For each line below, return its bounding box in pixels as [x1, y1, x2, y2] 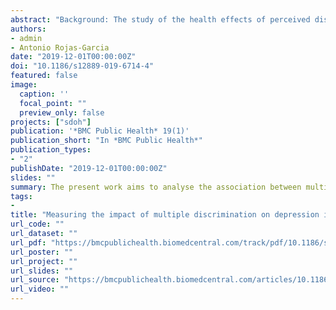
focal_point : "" [19, 98, 87, 108]
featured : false [10, 71, 78, 81]
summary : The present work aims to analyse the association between [10, 182, 302, 192]
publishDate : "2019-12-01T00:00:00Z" [10, 163, 168, 173]
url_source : [10, 275, 60, 285]
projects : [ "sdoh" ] [10, 117, 92, 127]
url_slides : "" [10, 266, 74, 276]
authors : [10, 24, 47, 34]
